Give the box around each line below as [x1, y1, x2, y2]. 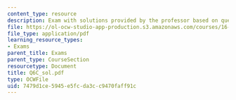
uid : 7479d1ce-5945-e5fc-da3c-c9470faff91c [7, 82, 137, 89]
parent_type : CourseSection [7, 56, 90, 63]
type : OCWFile [7, 75, 49, 83]
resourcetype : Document [7, 63, 77, 70]
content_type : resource [7, 10, 77, 18]
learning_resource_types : [7, 37, 83, 44]
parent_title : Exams [7, 50, 68, 57]
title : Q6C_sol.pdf [7, 69, 65, 76]
